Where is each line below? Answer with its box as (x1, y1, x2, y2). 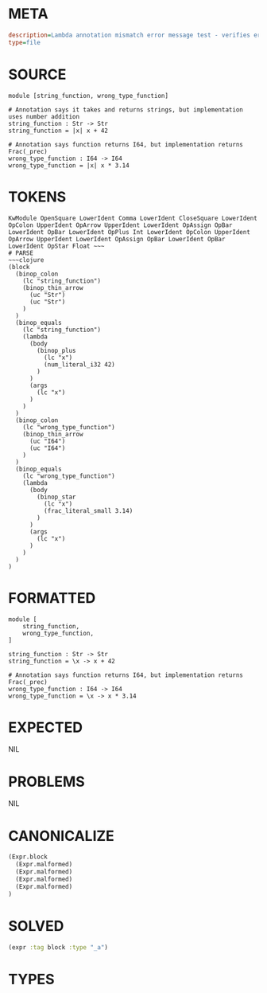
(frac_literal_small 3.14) (43, 506, 133, 514)
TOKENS (8, 188, 67, 205)
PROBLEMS (8, 772, 85, 791)
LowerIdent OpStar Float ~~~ (8, 242, 105, 250)
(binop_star (37, 493, 77, 501)
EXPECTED (8, 718, 83, 737)
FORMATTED (8, 588, 96, 607)
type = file (8, 38, 41, 46)
